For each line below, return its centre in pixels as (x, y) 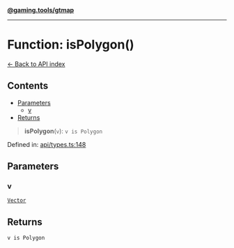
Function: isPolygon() (71, 45)
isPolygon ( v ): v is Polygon (63, 131)
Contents (28, 86)
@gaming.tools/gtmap (41, 10)
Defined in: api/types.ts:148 (47, 144)
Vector (17, 201)
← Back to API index (36, 64)
